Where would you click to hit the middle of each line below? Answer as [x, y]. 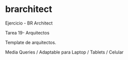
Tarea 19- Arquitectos [27, 32]
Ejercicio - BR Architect [29, 23]
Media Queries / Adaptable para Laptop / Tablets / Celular [64, 52]
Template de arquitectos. [31, 42]
